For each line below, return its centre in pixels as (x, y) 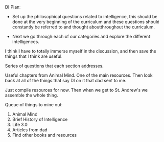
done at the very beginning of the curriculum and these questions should (86, 22)
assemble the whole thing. (32, 95)
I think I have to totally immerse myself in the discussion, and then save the (81, 51)
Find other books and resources (44, 135)
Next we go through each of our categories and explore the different (81, 36)
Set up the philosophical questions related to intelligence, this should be (85, 16)
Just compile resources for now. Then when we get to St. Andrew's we (76, 90)
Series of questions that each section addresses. (54, 66)
